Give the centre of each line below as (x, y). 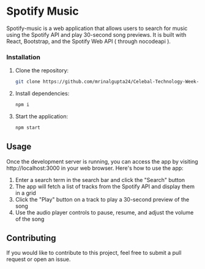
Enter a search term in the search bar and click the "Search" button (100, 180)
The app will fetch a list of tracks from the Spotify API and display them (105, 186)
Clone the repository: (42, 70)
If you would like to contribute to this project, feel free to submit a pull (94, 253)
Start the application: (42, 116)
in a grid (26, 193)
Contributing (31, 238)
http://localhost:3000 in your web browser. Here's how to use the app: (95, 168)
